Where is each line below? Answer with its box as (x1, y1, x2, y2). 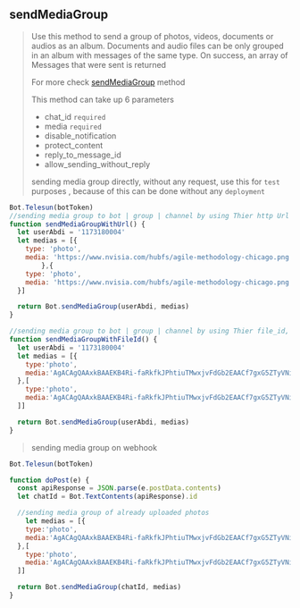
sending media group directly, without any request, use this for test (30, 176, 280, 187)
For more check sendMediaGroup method (30, 76, 186, 88)
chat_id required (44, 111, 106, 122)
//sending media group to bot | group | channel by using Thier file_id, (9, 326, 290, 336)
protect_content (44, 139, 104, 150)
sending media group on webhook (30, 442, 158, 452)
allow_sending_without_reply (44, 158, 151, 169)
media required (44, 121, 103, 131)
